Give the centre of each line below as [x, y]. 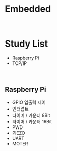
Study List [26, 44]
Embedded [28, 9]
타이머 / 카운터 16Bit [32, 121]
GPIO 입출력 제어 [29, 102]
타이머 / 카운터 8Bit [31, 115]
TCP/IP [19, 63]
